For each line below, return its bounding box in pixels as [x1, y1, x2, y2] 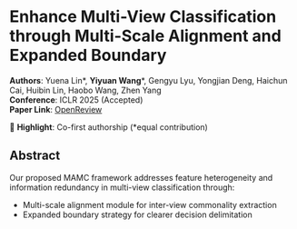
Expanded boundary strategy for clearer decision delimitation [22, 209, 252, 220]
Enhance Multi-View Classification [9, 6, 277, 27]
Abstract [9, 148, 61, 164]
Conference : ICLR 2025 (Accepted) [9, 94, 144, 105]
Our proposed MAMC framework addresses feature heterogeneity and [9, 172, 273, 183]
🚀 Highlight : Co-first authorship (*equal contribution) [9, 121, 209, 133]
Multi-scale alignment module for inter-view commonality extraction [22, 199, 277, 210]
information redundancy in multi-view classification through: [9, 182, 235, 193]
